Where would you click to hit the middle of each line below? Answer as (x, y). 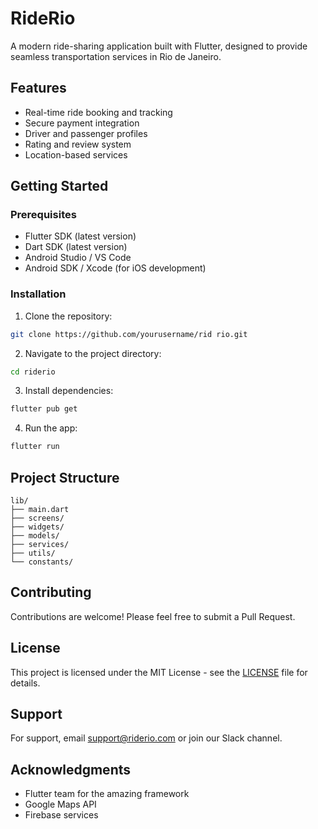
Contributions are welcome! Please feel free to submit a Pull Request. (153, 616)
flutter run (35, 447)
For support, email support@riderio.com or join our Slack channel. (146, 738)
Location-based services (76, 154)
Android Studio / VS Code (78, 258)
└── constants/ (42, 562)
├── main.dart (40, 510)
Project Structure (65, 477)
